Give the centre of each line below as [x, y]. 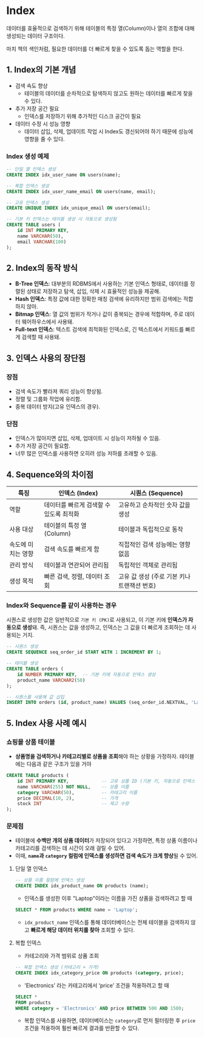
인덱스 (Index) [78, 493]
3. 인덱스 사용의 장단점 [46, 358]
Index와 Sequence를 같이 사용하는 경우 [62, 605]
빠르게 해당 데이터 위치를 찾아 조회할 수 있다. [83, 930]
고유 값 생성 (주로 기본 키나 [154, 577]
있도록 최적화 [62, 514]
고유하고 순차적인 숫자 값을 [154, 505]
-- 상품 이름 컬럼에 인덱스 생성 [50, 881]
